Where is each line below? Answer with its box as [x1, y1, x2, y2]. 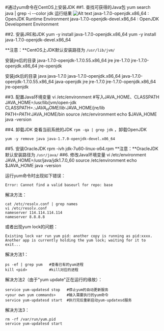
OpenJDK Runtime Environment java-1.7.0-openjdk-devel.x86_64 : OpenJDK [5, 16, 159, 22]
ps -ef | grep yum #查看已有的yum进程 [5, 262, 84, 267]
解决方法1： [5, 251, 28, 257]
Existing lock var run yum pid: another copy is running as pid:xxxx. [5, 233, 153, 239]
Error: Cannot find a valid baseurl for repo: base [5, 182, 113, 187]
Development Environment [5, 21, 59, 27]
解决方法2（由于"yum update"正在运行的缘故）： [5, 276, 103, 282]
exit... [5, 242, 21, 247]
